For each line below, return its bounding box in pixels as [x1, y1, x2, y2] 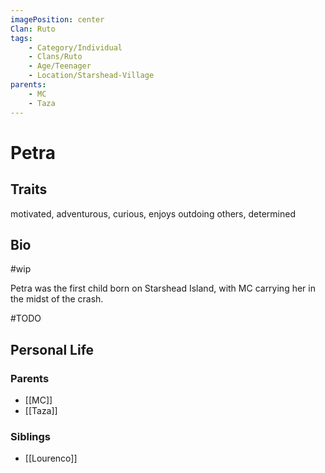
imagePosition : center [10, 14, 105, 25]
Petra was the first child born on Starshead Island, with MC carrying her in [10, 282, 316, 295]
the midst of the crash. [10, 293, 104, 305]
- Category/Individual [28, 42, 123, 53]
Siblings [10, 429, 52, 443]
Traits [10, 181, 48, 198]
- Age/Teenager [28, 61, 92, 71]
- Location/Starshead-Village [28, 71, 155, 81]
